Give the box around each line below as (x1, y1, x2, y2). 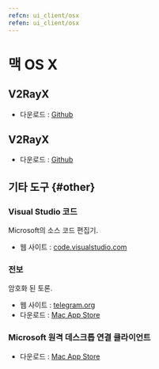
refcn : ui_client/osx (8, 11, 80, 20)
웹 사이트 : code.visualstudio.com (19, 242, 127, 252)
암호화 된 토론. (8, 283, 53, 293)
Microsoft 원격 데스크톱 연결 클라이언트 (8, 332, 151, 343)
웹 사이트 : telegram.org (19, 300, 96, 310)
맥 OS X (8, 55, 58, 74)
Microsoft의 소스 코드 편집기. (8, 226, 99, 234)
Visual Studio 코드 (8, 206, 78, 217)
